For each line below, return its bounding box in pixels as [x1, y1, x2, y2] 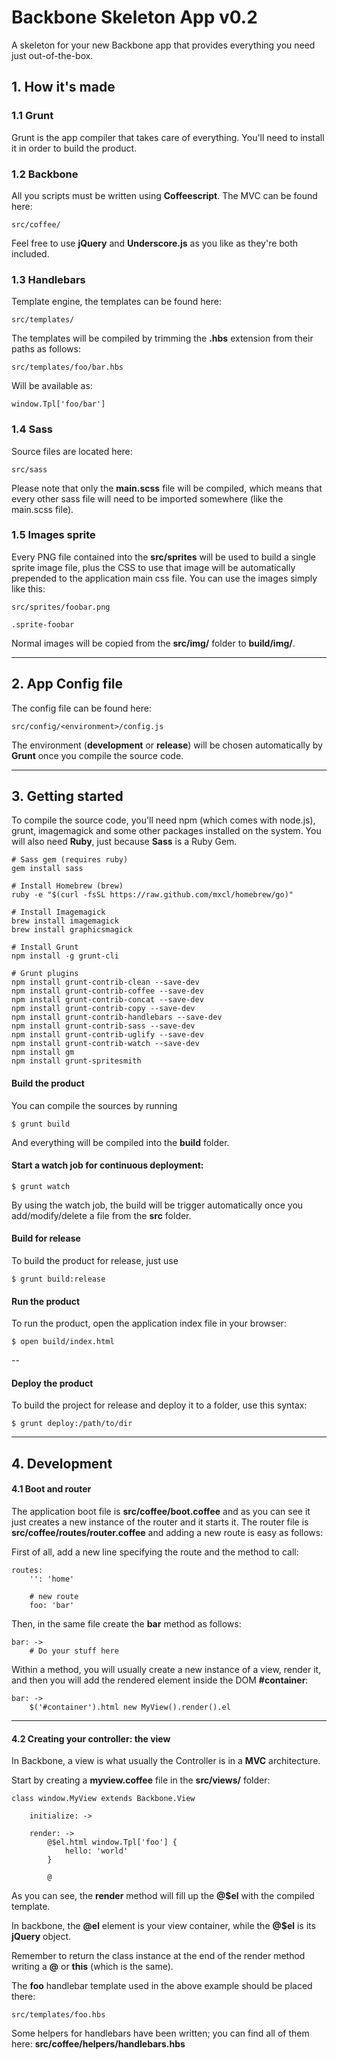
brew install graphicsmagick [11, 925, 133, 935]
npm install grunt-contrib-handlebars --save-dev [11, 1012, 223, 1023]
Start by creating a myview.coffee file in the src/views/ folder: [11, 1774, 271, 1786]
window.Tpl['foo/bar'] [11, 399, 106, 410]
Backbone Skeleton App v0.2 [11, 6, 258, 29]
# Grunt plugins [11, 969, 79, 979]
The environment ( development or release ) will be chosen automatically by [11, 739, 323, 751]
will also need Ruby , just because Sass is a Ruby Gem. [11, 836, 238, 848]
